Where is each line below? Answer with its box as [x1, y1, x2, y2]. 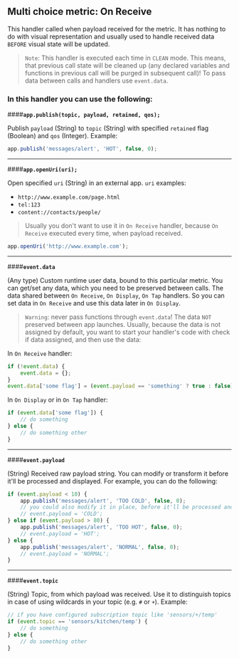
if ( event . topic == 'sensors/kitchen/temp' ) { [7, 618, 148, 625]
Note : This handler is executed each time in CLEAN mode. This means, [24, 53, 226, 62]
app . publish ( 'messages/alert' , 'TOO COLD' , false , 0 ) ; [20, 497, 186, 504]
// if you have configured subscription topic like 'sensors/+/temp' [7, 612, 218, 619]
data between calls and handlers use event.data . [24, 76, 169, 85]
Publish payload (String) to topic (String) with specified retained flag [7, 124, 209, 132]
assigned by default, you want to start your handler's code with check [24, 328, 230, 336]
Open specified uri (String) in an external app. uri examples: [7, 178, 186, 187]
